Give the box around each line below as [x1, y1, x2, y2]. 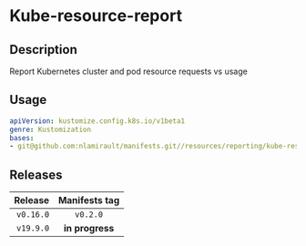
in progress [63, 222, 115, 235]
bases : [9, 133, 35, 142]
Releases [9, 167, 63, 182]
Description [9, 42, 77, 57]
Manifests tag [57, 194, 120, 207]
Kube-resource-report [9, 5, 183, 26]
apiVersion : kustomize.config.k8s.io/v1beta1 [9, 116, 185, 126]
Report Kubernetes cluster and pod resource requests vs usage [9, 66, 248, 77]
